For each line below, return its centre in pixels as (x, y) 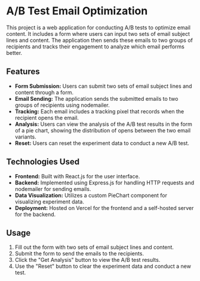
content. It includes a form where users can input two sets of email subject (98, 33)
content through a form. (44, 92)
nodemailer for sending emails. (53, 189)
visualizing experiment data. (50, 202)
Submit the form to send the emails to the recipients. (79, 254)
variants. (26, 137)
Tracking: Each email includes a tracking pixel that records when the (99, 111)
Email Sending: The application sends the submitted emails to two (96, 98)
